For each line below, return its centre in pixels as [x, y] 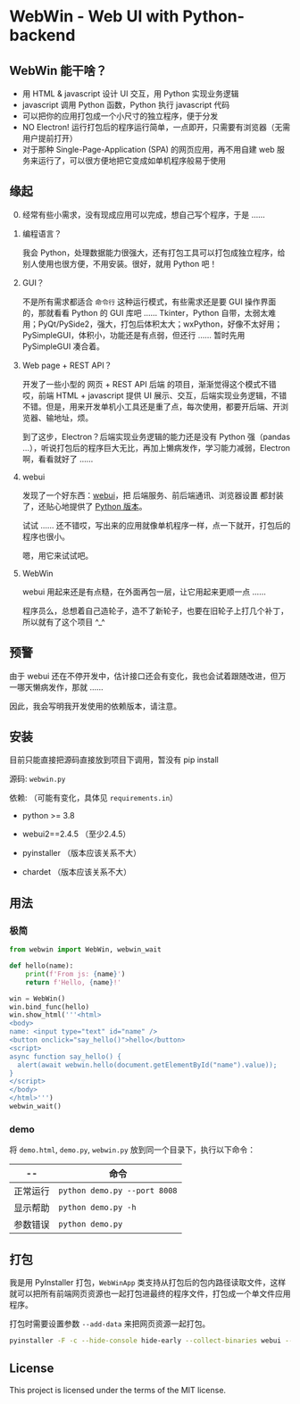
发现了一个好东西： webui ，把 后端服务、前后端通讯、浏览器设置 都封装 [153, 495]
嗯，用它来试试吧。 [58, 555]
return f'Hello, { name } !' [74, 982]
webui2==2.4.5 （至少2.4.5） [76, 834]
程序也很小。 [46, 536]
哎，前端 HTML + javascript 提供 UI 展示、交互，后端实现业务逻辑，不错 [154, 395]
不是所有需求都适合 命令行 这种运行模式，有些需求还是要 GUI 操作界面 [149, 302]
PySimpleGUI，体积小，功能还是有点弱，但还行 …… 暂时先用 [133, 335]
